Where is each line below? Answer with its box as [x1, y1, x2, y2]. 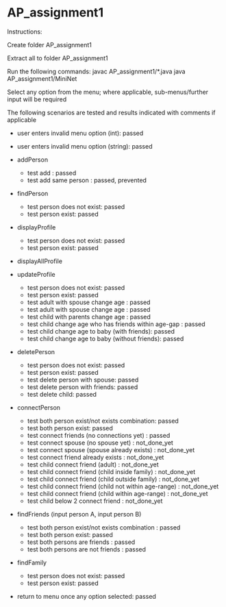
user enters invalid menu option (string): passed [16, 142, 153, 150]
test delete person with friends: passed [27, 382, 138, 391]
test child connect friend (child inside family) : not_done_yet [27, 467, 196, 475]
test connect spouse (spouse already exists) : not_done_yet [27, 445, 195, 454]
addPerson [16, 156, 49, 164]
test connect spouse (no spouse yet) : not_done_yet [27, 438, 173, 447]
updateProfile [16, 270, 56, 278]
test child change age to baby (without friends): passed [27, 334, 184, 343]
